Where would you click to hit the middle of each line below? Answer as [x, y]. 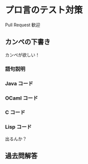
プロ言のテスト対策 [44, 10]
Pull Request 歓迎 [23, 25]
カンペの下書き [28, 42]
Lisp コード [18, 127]
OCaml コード [22, 98]
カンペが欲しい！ [22, 55]
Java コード [19, 83]
